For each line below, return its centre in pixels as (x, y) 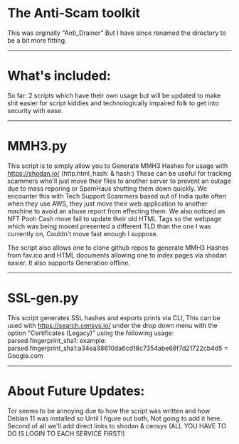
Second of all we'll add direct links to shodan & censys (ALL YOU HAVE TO (117, 425)
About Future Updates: (76, 391)
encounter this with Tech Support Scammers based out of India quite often (117, 196)
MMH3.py (37, 146)
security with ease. (35, 110)
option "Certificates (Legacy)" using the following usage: (91, 333)
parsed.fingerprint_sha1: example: (57, 340)
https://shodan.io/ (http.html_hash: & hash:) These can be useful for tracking (119, 173)
